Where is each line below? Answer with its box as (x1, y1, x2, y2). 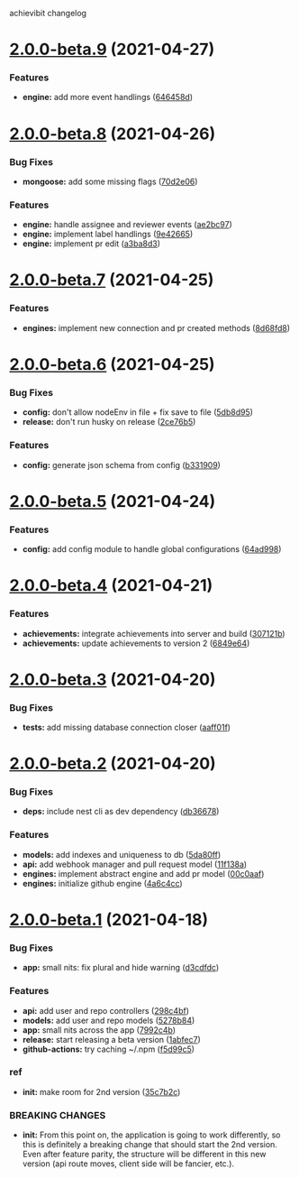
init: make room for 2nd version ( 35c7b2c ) (22, 1086, 181, 1097)
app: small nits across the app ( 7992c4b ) (22, 1024, 177, 1035)
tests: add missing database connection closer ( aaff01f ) (22, 722, 231, 732)
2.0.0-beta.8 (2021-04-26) (9, 124, 216, 143)
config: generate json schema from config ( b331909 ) (22, 459, 221, 470)
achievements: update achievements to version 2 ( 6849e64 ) (22, 638, 250, 649)
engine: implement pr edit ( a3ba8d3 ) (22, 238, 160, 249)
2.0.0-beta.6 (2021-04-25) (9, 354, 215, 374)
